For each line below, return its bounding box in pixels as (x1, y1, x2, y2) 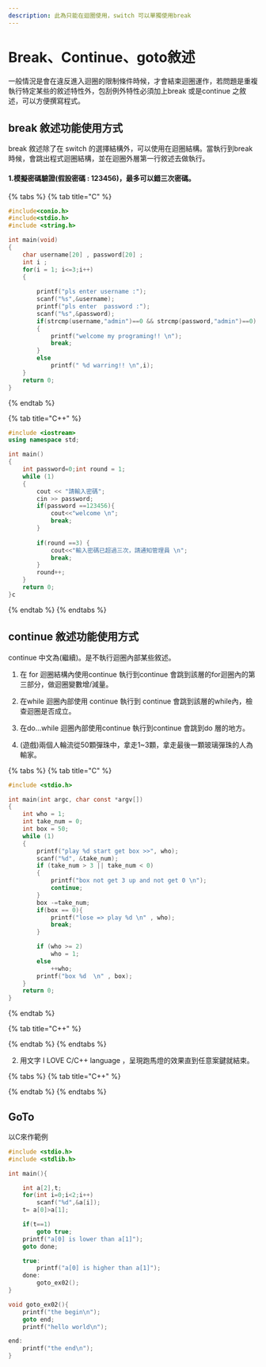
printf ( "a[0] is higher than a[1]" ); (36, 1264, 161, 1273)
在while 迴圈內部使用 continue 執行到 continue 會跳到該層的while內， (19, 696, 246, 706)
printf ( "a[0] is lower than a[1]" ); (22, 1235, 144, 1243)
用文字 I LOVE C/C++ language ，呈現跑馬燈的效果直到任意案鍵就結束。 (19, 1056, 255, 1065)
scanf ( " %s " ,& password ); (36, 310, 115, 318)
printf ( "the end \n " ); (22, 1345, 93, 1353)
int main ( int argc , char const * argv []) (8, 795, 144, 803)
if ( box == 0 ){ (36, 906, 83, 914)
